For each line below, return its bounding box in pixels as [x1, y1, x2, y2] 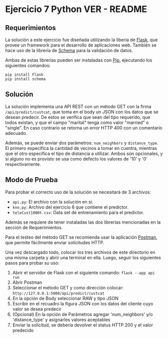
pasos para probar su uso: [5, 260, 59, 266]
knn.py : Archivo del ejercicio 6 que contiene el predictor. [12, 204, 129, 210]
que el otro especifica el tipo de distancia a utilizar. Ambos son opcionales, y [5, 150, 163, 156]
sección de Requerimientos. [5, 224, 63, 230]
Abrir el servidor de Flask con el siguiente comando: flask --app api [12, 269, 155, 275]
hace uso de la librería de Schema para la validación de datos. [5, 48, 133, 53]
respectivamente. [5, 161, 41, 167]
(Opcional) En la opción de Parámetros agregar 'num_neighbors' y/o [12, 311, 153, 317]
